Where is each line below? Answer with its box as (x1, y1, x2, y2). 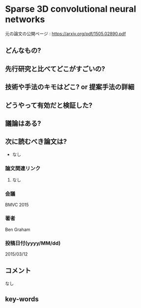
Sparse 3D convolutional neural (5, 3, 137, 15)
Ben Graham (5, 227, 30, 232)
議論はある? (5, 119, 41, 128)
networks (5, 14, 45, 25)
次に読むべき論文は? (5, 137, 67, 146)
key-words (5, 295, 39, 304)
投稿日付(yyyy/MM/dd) (5, 239, 61, 246)
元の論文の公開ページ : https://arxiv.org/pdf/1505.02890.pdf (5, 30, 126, 36)
